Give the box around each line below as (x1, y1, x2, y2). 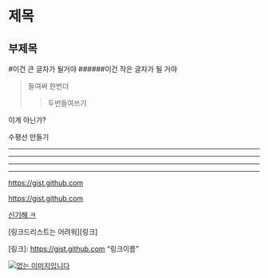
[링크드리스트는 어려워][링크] (8, 227, 98, 236)
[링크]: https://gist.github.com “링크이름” (8, 244, 140, 253)
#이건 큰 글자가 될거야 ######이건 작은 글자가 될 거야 (8, 65, 178, 73)
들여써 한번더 (27, 81, 69, 90)
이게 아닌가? (8, 115, 46, 125)
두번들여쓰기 (47, 98, 87, 108)
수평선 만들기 (8, 133, 49, 141)
